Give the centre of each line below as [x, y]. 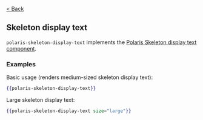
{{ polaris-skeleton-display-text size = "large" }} [69, 111]
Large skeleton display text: [41, 99]
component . [21, 48]
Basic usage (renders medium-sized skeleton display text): [80, 77]
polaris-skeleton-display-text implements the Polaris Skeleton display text [101, 42]
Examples [21, 64]
